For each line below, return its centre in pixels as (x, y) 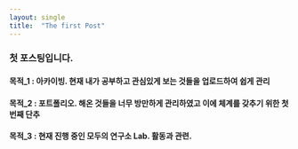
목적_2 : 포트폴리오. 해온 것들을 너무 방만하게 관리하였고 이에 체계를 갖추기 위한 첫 (149, 103)
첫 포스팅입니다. (41, 59)
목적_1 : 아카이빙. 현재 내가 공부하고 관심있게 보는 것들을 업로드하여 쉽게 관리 (140, 82)
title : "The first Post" (57, 26)
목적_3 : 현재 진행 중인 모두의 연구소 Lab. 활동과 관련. (101, 136)
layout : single (37, 17)
